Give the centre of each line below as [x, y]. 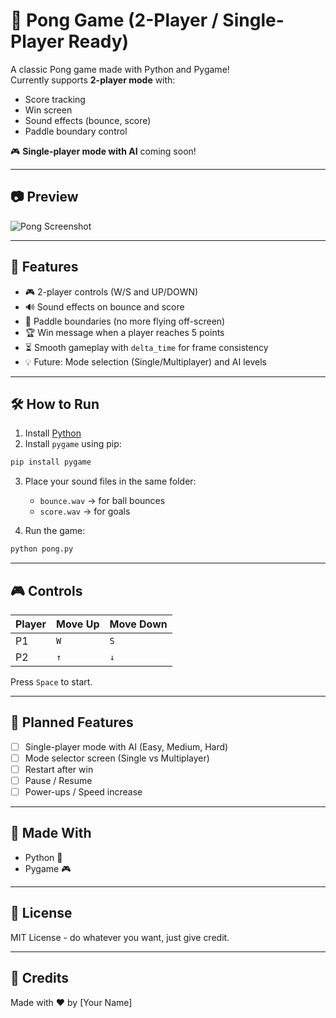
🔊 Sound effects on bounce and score [104, 306]
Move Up [78, 624]
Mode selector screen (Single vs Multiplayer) [117, 758]
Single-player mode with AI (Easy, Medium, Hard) [126, 746]
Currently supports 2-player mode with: [93, 80]
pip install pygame [51, 462]
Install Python [53, 433]
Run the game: [55, 531]
